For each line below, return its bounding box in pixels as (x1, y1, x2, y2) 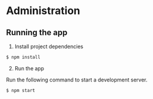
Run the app (14, 64, 45, 71)
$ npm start (6, 87, 35, 93)
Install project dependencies (14, 43, 84, 50)
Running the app (6, 28, 67, 37)
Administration (6, 4, 80, 18)
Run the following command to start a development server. (6, 76, 148, 83)
